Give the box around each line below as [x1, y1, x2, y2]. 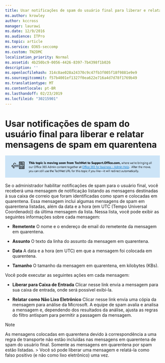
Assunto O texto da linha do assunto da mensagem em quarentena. [12, 238, 150, 244]
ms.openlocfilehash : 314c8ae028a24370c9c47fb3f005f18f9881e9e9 [5, 70, 137, 75]
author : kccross [5, 18, 38, 23]
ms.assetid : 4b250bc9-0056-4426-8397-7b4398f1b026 [5, 60, 111, 65]
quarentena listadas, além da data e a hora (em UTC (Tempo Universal [5, 203, 147, 209]
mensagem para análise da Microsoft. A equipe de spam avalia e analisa [12, 301, 159, 307]
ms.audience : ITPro [5, 34, 45, 39]
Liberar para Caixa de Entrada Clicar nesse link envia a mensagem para [12, 281, 159, 288]
